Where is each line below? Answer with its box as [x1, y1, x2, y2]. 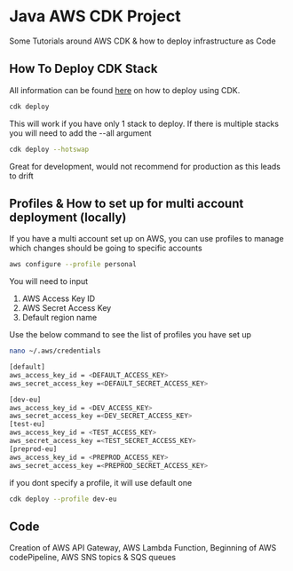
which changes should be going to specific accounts [9, 242, 202, 254]
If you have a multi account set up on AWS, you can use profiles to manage [9, 234, 284, 244]
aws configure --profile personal [9, 260, 138, 269]
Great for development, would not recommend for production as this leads [9, 161, 281, 171]
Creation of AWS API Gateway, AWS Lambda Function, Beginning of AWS [9, 543, 277, 553]
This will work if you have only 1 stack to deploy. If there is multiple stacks [9, 118, 280, 129]
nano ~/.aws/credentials [9, 346, 101, 356]
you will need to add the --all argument [9, 127, 153, 139]
